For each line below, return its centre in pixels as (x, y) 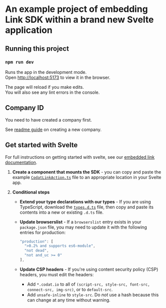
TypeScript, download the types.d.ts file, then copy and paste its (86, 207)
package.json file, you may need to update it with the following (83, 227)
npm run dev (20, 62)
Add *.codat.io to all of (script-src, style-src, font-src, (88, 284)
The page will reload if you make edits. (45, 87)
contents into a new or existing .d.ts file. (62, 212)
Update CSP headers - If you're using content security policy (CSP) (89, 269)
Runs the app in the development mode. (46, 72)
